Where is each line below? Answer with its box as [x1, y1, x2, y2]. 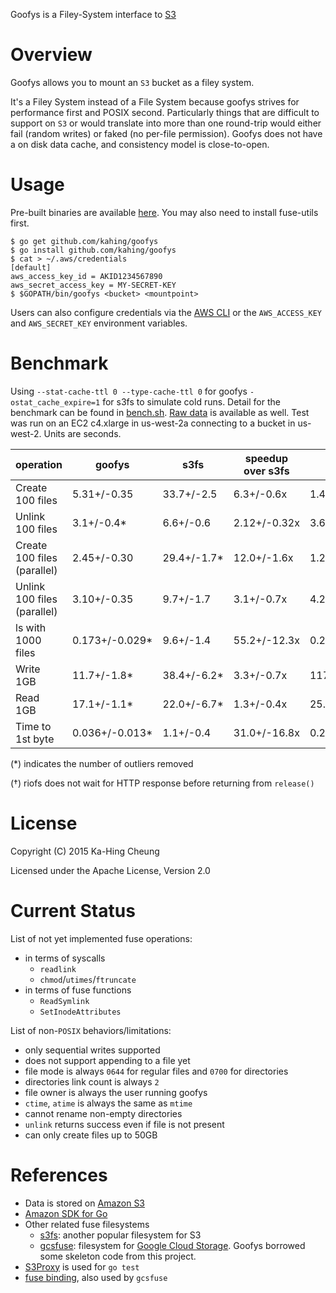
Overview [10, 44, 93, 66]
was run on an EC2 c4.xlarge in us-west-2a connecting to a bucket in [10, 417, 296, 429]
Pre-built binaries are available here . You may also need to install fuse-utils [10, 206, 319, 218]
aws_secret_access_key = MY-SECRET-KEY [10, 280, 177, 290]
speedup [244, 451, 288, 465]
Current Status [10, 899, 136, 922]
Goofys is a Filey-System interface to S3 [10, 9, 177, 20]
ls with [15, 620, 47, 634]
